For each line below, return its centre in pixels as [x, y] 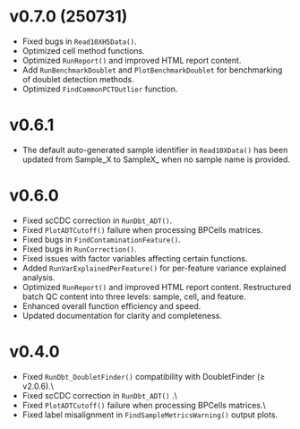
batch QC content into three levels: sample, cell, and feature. [134, 296]
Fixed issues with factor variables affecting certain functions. [135, 258]
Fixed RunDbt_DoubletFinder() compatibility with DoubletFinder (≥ [144, 376]
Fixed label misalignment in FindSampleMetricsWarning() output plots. [150, 415]
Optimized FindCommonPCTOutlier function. [100, 89]
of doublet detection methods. [78, 79]
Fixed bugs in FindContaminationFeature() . [102, 239]
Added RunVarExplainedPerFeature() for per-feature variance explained [154, 268]
